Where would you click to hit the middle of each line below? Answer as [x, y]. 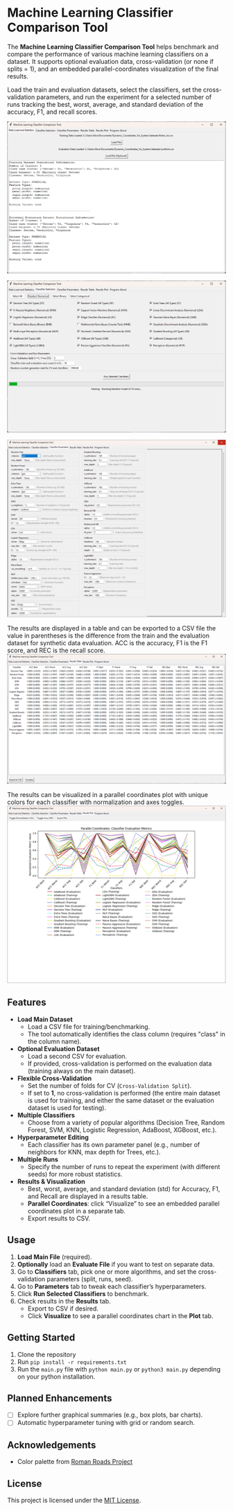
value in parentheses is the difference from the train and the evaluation [109, 635]
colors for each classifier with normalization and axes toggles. [96, 802]
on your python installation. [56, 1376]
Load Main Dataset [45, 1019]
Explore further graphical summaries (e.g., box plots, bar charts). [110, 1415]
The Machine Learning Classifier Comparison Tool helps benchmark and [113, 46]
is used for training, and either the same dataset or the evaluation [121, 1100]
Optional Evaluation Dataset [58, 1048]
